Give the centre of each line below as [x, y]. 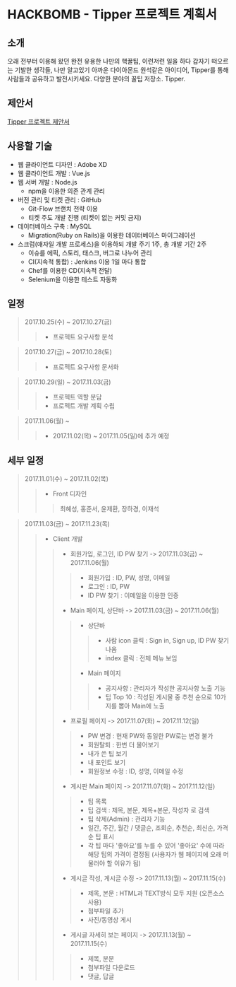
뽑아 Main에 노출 [142, 706]
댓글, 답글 [101, 976]
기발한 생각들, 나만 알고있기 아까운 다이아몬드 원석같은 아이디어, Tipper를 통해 [122, 70]
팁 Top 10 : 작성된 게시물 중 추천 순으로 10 [163, 697]
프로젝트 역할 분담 [77, 397]
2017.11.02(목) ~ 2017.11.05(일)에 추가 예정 [111, 436]
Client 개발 [68, 539]
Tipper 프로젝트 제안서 [39, 122]
